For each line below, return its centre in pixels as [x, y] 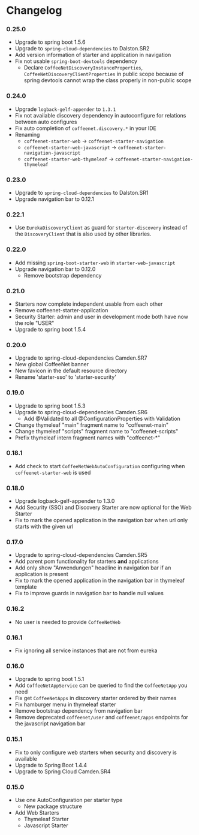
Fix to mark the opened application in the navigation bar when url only [101, 520]
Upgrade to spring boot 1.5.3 [50, 406]
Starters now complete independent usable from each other [89, 304]
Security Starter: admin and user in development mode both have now [102, 316]
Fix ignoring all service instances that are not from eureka [86, 650]
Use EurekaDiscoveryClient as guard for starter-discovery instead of [101, 228]
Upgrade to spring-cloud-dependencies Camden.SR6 [81, 412]
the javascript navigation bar [50, 724]
